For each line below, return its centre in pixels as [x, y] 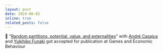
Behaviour [15, 46]
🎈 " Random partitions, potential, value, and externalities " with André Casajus [81, 36]
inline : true [18, 18]
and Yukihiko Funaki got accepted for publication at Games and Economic [79, 42]
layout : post [18, 9]
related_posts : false [27, 23]
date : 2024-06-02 [23, 14]
